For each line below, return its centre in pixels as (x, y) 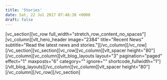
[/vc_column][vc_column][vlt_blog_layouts (50, 56)
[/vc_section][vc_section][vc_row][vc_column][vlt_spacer (66, 51)
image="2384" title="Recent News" (106, 39)
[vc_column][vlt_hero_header (36, 39)
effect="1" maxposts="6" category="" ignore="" (56, 62)
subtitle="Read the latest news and (42, 45)
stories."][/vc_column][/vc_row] (113, 45)
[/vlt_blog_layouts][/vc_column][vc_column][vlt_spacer (63, 67)
